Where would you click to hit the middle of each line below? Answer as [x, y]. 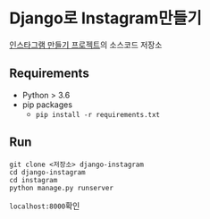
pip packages [47, 105]
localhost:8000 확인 [45, 206]
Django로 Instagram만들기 [106, 18]
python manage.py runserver [62, 188]
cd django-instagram [48, 172]
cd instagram [34, 180]
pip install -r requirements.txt [98, 114]
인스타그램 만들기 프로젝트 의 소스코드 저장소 [86, 45]
